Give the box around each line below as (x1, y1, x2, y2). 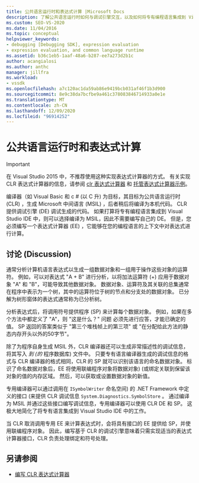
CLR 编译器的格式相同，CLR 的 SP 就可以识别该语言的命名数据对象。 (17, 358, 185, 364)
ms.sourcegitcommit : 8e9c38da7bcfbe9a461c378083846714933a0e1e (6, 91, 166, 97)
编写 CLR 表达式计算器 (14, 471, 70, 478)
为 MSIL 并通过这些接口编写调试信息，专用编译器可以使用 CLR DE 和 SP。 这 (6, 400, 192, 407)
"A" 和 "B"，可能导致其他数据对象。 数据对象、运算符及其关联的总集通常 (12, 281, 190, 287)
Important (6, 161, 30, 168)
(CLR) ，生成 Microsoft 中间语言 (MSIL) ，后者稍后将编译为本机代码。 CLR (6, 200, 188, 207)
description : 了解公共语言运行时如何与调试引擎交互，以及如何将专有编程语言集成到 (6, 14, 187, 20)
